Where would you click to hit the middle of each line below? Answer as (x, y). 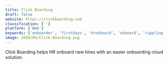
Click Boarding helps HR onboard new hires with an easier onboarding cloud (84, 52)
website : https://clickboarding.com (44, 19)
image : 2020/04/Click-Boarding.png (43, 38)
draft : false (19, 14)
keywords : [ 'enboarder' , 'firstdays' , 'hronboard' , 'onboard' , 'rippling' (85, 33)
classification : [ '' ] (28, 24)
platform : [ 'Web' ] (24, 28)
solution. (14, 57)
